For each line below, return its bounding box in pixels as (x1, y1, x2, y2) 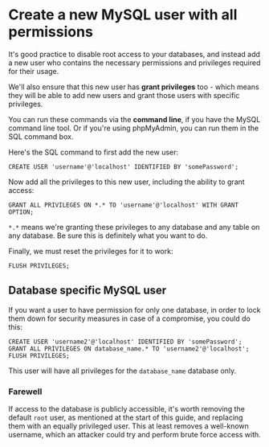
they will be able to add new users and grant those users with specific (8, 90, 240, 100)
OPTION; (8, 207, 35, 216)
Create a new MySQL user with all (8, 6, 238, 24)
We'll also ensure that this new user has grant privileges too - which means (8, 82, 259, 92)
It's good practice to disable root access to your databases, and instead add (8, 49, 261, 59)
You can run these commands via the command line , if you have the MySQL (8, 114, 261, 124)
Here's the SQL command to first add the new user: (8, 147, 179, 157)
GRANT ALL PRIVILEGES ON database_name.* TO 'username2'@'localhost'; (8, 344, 250, 353)
